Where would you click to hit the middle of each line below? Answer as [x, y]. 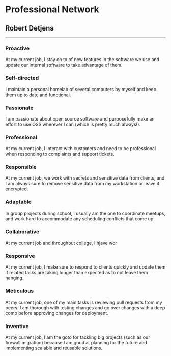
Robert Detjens [30, 28]
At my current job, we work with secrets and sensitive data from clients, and [85, 178]
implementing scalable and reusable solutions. [54, 348]
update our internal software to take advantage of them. [64, 65]
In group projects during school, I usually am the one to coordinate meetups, [85, 213]
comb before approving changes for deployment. [57, 313]
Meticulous [20, 291]
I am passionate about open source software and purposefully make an [80, 118]
